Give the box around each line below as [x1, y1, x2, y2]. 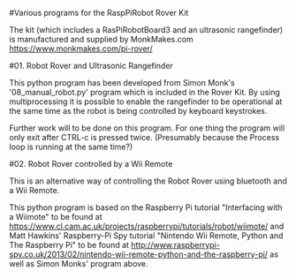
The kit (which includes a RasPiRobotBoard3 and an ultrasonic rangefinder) [9, 25, 284, 34]
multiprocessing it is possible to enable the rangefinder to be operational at [9, 96, 283, 107]
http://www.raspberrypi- [131, 240, 221, 250]
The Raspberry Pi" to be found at [9, 240, 130, 250]
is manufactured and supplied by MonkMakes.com [9, 34, 194, 44]
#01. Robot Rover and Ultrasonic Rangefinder [9, 61, 174, 71]
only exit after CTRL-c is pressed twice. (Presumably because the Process [9, 132, 280, 142]
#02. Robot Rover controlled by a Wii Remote [9, 159, 173, 169]
